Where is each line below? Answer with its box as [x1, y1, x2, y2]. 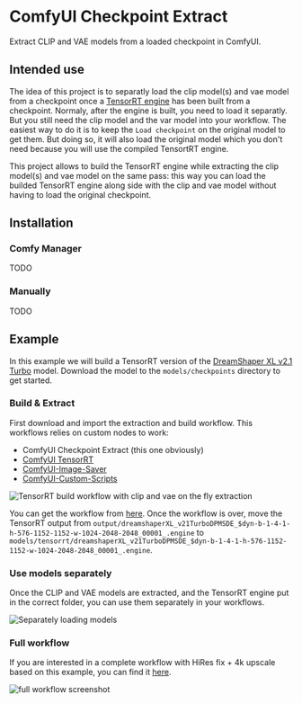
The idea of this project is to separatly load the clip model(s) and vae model [9, 85, 289, 96]
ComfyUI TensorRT [22, 454, 94, 465]
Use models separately [9, 566, 112, 579]
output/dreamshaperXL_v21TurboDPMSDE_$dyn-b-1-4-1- [93, 519, 290, 528]
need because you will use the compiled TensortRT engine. [9, 143, 229, 154]
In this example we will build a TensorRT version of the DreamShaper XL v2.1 [9, 355, 293, 366]
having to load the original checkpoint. [9, 189, 152, 200]
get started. [9, 375, 52, 386]
